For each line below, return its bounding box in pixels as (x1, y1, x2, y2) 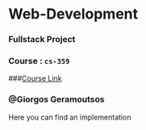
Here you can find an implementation (8, 112, 131, 122)
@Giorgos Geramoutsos (8, 94, 105, 105)
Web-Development (8, 5, 139, 23)
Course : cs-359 (8, 56, 70, 67)
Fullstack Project (8, 34, 76, 45)
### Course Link (8, 73, 62, 83)
